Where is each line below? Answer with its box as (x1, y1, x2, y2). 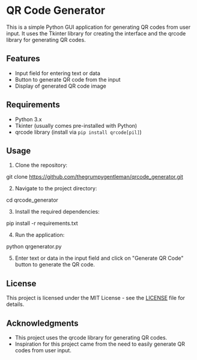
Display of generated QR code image (14, 82, 107, 89)
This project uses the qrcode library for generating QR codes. (14, 334, 168, 341)
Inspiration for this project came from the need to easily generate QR (14, 340, 185, 347)
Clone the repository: (14, 161, 68, 169)
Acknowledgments (6, 318, 79, 328)
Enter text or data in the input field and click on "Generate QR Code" (14, 254, 184, 262)
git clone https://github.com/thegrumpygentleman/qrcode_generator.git (6, 173, 183, 181)
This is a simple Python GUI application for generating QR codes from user (6, 23, 191, 31)
